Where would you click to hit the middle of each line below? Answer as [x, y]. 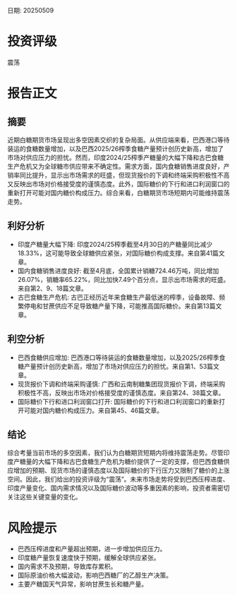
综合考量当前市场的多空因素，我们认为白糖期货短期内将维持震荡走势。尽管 [115, 453]
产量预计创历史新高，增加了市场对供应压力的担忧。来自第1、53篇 [119, 366]
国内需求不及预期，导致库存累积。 [67, 567]
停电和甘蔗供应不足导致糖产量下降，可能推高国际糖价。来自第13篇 [120, 306]
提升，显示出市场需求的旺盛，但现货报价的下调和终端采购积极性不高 [130, 175]
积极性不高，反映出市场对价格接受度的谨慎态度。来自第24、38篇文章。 [121, 393]
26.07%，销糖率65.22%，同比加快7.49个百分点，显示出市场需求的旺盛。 [123, 279]
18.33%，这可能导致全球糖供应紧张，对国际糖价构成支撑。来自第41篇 [118, 253]
